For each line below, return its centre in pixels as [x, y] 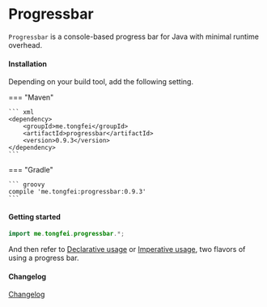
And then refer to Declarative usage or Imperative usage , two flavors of [127, 249]
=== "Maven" [31, 97]
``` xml [21, 113]
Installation [28, 64]
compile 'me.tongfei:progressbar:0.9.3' [78, 192]
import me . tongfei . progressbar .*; [67, 234]
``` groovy [27, 185]
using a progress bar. [44, 258]
